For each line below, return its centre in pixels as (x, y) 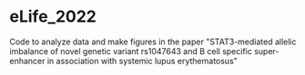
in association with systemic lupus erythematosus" (142, 61)
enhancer (27, 61)
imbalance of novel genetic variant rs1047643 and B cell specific (131, 51)
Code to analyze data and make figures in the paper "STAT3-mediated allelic (153, 42)
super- (266, 51)
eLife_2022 (53, 17)
